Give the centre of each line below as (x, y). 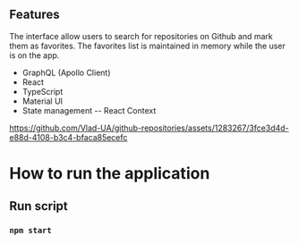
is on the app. (34, 55)
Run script (39, 206)
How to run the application (110, 173)
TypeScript (43, 91)
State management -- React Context (89, 110)
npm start (30, 231)
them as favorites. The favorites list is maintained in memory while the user (148, 46)
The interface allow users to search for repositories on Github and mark (141, 36)
